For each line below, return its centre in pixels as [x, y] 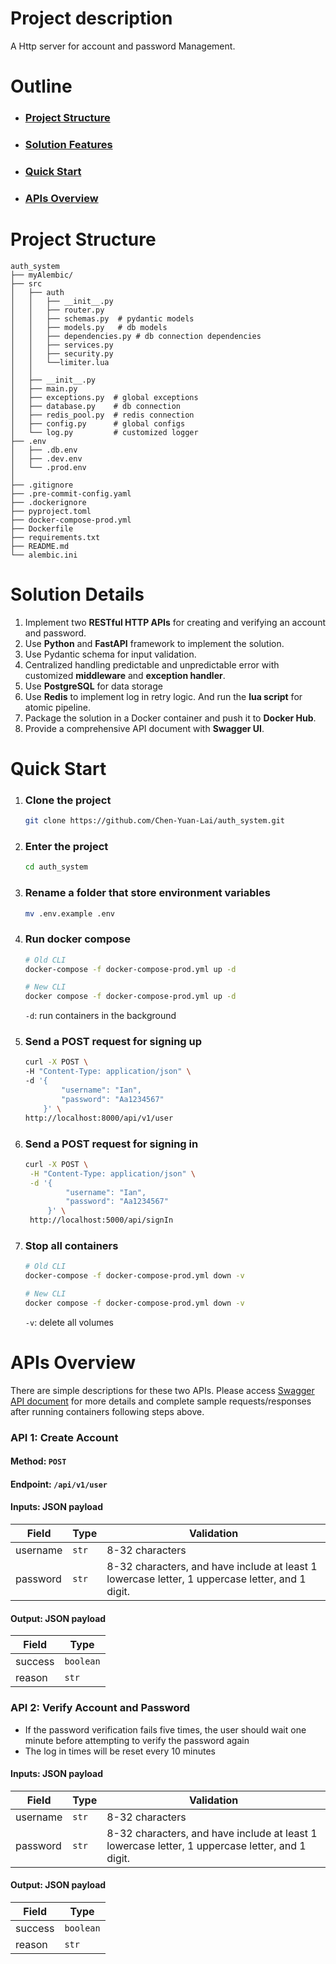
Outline [41, 86]
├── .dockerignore [48, 502]
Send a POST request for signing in [111, 1144]
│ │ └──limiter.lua [60, 362]
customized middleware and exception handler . [125, 675]
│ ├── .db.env [44, 450]
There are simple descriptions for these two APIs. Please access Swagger [162, 1390]
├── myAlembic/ [42, 275]
